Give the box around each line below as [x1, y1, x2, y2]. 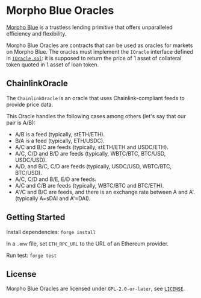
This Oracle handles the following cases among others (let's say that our [6, 112, 186, 119]
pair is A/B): [6, 119, 36, 126]
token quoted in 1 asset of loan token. [6, 61, 99, 68]
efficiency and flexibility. [6, 30, 67, 37]
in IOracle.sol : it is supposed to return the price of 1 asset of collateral [6, 54, 182, 62]
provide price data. [6, 101, 54, 108]
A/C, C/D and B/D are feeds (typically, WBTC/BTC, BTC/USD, [14, 150, 166, 157]
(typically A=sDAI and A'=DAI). [14, 194, 91, 202]
